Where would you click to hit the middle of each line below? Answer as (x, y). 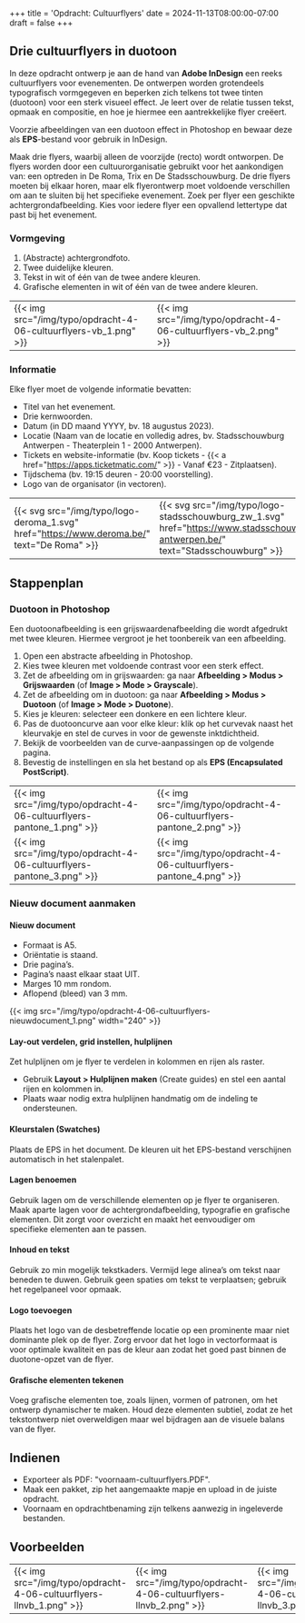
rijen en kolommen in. (63, 1089)
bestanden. (44, 1518)
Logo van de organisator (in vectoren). (94, 484)
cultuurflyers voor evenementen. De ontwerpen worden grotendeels (137, 83)
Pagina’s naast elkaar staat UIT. (81, 974)
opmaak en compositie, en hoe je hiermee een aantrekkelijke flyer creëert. (148, 112)
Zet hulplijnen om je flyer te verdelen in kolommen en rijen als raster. (137, 1061)
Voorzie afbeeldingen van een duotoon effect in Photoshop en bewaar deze (151, 129)
